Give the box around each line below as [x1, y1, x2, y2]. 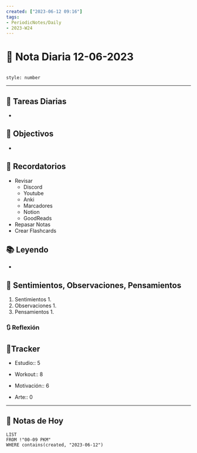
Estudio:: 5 [14, 359, 41, 366]
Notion [23, 208, 40, 215]
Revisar [14, 177, 33, 184]
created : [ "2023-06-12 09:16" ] [6, 8, 83, 15]
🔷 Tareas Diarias [6, 96, 67, 106]
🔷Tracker [6, 344, 40, 354]
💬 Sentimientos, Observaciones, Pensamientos [6, 280, 182, 290]
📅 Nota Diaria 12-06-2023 [6, 51, 134, 63]
